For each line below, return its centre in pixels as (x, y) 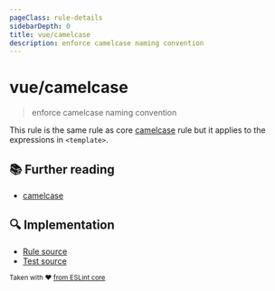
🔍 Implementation (62, 225)
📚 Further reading (62, 169)
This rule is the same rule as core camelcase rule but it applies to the (137, 130)
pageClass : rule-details (56, 18)
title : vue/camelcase (50, 34)
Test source (45, 261)
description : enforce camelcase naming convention (107, 43)
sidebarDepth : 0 (40, 26)
